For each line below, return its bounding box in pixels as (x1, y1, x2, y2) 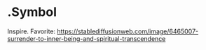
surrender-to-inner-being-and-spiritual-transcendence (7, 34, 166, 42)
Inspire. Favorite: (7, 27, 56, 35)
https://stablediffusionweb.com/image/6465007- (57, 27, 198, 35)
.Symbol (7, 4, 57, 20)
